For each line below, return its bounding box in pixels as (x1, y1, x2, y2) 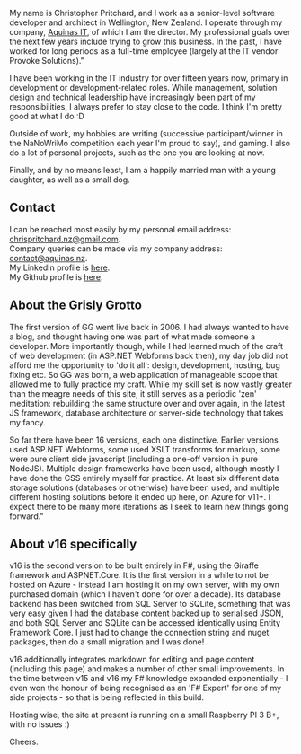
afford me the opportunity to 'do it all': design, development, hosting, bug (9, 359, 280, 371)
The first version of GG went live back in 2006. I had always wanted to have (9, 321, 289, 332)
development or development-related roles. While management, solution (9, 83, 278, 92)
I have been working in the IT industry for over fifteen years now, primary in (9, 73, 288, 83)
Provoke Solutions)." (9, 56, 85, 66)
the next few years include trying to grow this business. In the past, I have (9, 36, 283, 47)
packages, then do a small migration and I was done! (9, 636, 205, 647)
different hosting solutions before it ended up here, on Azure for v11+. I (9, 491, 271, 502)
